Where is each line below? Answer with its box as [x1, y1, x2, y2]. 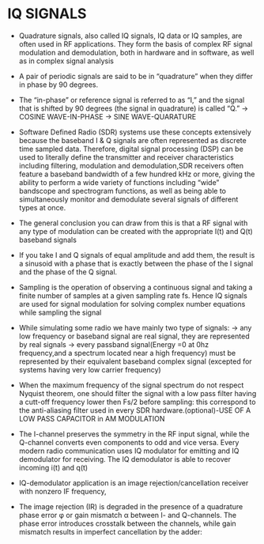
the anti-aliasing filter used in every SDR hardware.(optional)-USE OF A [18, 405, 251, 415]
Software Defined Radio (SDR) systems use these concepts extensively [18, 127, 252, 137]
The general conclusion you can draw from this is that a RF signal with [18, 218, 248, 228]
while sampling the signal [18, 308, 102, 317]
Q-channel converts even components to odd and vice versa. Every [18, 437, 239, 447]
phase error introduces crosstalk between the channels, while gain [18, 519, 236, 528]
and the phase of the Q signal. [18, 266, 118, 277]
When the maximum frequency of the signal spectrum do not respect [18, 380, 244, 390]
